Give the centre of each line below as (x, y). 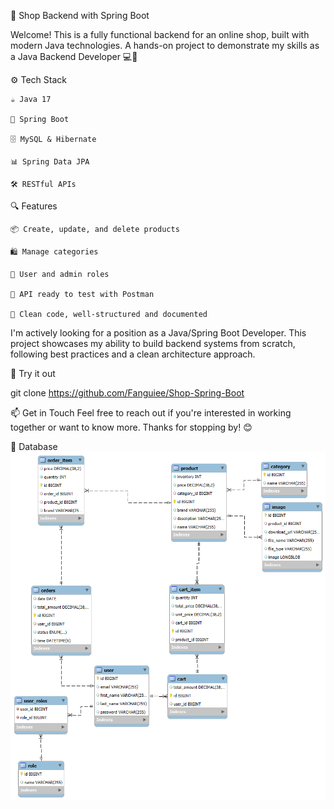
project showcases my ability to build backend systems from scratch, (153, 343)
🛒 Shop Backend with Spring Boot (80, 15)
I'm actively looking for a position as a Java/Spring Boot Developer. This (158, 333)
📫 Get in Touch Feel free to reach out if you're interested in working (151, 413)
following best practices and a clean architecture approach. (133, 354)
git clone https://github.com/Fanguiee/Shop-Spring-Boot (127, 393)
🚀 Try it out (33, 373)
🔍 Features (34, 206)
